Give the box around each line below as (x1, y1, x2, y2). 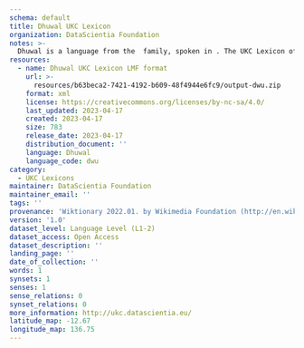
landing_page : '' (9, 249, 75, 258)
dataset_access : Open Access (9, 232, 119, 241)
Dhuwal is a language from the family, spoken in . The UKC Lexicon (17, 47, 285, 56)
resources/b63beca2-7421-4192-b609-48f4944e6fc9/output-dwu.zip (33, 81, 281, 90)
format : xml (25, 89, 71, 98)
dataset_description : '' (9, 241, 103, 250)
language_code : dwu (25, 156, 100, 166)
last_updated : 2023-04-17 (25, 106, 124, 115)
